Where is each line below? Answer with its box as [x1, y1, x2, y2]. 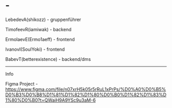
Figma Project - [5, 80, 38, 87]
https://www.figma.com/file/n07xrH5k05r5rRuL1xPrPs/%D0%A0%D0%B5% [5, 86, 166, 92]
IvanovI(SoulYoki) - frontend [5, 46, 65, 52]
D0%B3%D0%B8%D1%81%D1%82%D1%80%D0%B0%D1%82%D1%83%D [5, 92, 167, 98]
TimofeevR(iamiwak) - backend [5, 26, 72, 32]
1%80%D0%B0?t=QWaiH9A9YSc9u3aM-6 [5, 97, 96, 103]
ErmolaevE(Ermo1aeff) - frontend [5, 36, 75, 42]
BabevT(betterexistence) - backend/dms [5, 56, 91, 62]
